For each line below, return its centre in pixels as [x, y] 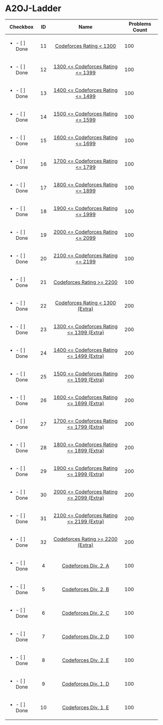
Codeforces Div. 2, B [85, 589]
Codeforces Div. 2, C [86, 613]
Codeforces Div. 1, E [86, 707]
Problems [140, 24]
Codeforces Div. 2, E [86, 660]
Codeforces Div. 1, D [86, 684]
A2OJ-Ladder [33, 8]
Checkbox [22, 27]
